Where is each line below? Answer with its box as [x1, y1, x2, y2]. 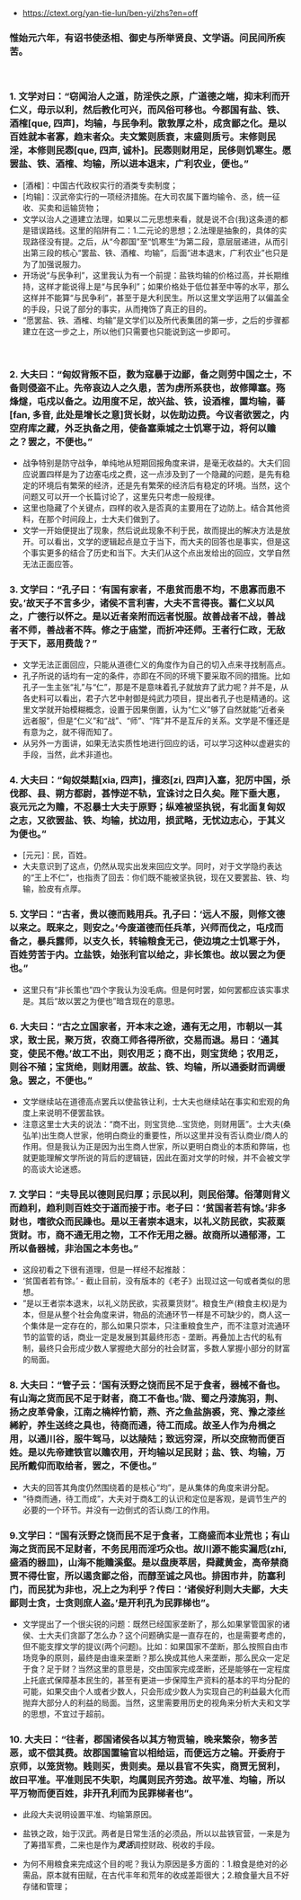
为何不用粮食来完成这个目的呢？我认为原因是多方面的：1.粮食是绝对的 [22, 1859, 280, 1869]
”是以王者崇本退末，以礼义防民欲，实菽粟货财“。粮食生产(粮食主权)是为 [22, 1298, 288, 1309]
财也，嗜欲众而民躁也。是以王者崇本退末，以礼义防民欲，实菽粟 [9, 1215, 286, 1228]
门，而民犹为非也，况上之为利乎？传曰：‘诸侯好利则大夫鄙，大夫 [9, 1583, 288, 1595]
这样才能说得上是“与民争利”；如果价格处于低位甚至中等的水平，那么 [38, 280, 290, 291]
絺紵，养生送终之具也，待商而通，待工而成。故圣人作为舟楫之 [9, 1419, 277, 1432]
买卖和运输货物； [38, 202, 102, 213]
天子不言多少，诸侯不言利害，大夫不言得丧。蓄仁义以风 [34, 597, 275, 609]
